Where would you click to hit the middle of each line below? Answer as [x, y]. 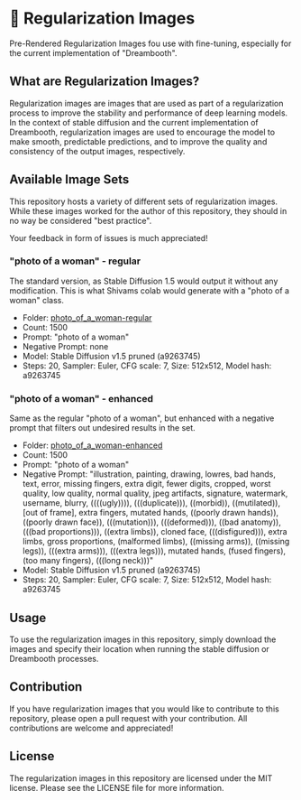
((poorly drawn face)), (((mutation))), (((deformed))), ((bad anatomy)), [151, 522]
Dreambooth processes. [54, 658]
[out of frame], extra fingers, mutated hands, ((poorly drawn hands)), [150, 513]
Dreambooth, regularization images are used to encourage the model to [142, 132]
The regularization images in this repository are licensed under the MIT [141, 778]
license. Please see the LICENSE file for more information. [117, 787]
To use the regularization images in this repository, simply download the [143, 639]
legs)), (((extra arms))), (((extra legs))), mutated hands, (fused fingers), [154, 551]
